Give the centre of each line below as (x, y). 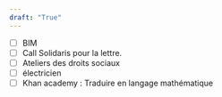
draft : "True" (36, 17)
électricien (42, 73)
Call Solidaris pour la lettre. (72, 53)
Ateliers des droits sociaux (71, 62)
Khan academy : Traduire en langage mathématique (117, 83)
